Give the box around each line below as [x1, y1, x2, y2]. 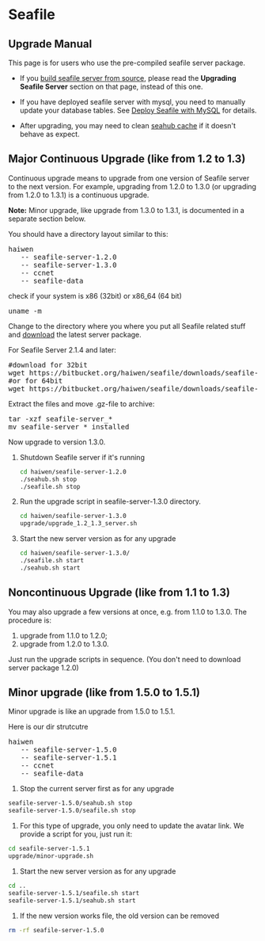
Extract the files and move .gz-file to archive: [8, 398, 155, 409]
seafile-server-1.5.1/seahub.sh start [8, 897, 136, 905]
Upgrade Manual [8, 37, 93, 51]
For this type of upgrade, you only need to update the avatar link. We [19, 821, 244, 831]
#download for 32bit [8, 360, 89, 369]
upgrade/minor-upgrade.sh [8, 852, 93, 860]
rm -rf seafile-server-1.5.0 [8, 926, 104, 934]
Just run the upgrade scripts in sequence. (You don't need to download [8, 654, 241, 664]
